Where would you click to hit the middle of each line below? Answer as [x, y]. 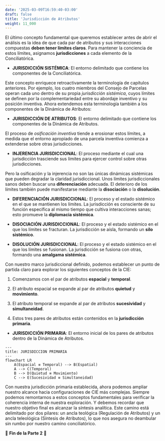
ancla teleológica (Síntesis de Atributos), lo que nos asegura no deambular [81, 418]
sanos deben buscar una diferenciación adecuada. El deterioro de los [76, 184]
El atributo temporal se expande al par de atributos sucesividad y [79, 304]
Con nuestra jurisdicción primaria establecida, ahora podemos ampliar [76, 387]
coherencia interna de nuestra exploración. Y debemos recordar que [75, 402]
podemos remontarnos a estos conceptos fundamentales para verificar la [80, 398]
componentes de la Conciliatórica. [47, 73]
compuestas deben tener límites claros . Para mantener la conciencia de [79, 48]
